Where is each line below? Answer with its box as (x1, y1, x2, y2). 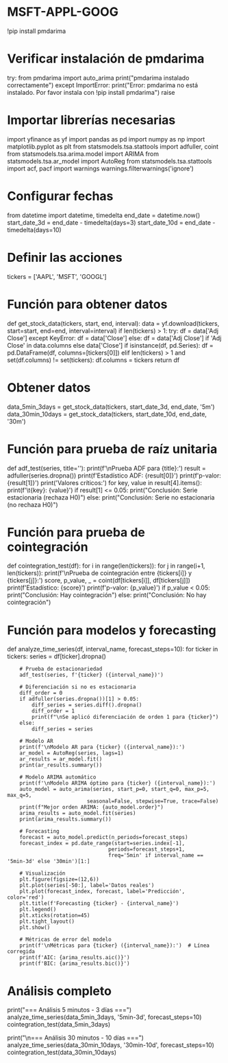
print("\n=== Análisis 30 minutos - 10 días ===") (7, 1033, 144, 1042)
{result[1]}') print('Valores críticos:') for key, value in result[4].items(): (7, 478, 202, 486)
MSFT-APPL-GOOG (7, 4, 118, 20)
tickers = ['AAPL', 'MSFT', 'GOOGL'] (7, 272, 107, 280)
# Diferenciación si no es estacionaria (19, 684, 136, 691)
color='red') (7, 894, 45, 901)
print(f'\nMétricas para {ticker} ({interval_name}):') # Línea (19, 942, 210, 949)
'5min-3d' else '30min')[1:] (7, 858, 90, 865)
